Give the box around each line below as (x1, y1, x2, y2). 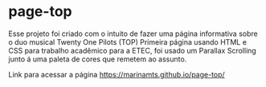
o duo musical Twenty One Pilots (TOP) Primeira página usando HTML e (8, 37, 248, 46)
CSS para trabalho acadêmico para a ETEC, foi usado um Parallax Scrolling (8, 45, 257, 55)
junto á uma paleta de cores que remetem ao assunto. (8, 54, 187, 64)
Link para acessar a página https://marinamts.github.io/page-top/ (8, 69, 225, 79)
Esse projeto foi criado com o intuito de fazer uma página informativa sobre (8, 29, 259, 38)
